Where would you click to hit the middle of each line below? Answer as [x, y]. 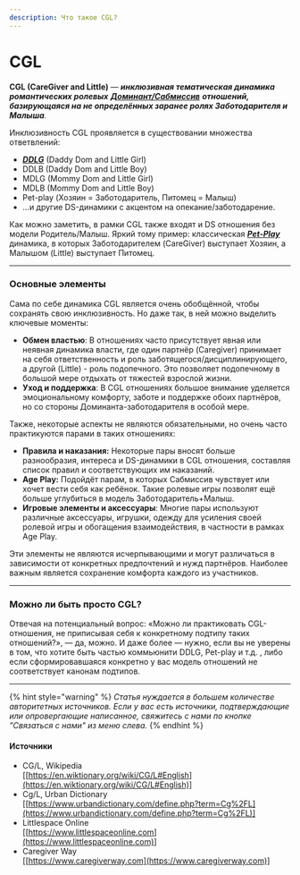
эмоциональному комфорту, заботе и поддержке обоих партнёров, [151, 397]
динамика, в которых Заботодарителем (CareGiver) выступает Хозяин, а [148, 243]
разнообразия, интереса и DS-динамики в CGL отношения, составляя [156, 460]
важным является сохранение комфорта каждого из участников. [134, 573]
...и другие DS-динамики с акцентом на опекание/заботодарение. [149, 207]
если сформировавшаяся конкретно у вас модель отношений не [133, 662]
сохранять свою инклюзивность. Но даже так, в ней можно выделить [143, 313]
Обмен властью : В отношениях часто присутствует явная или [142, 340]
